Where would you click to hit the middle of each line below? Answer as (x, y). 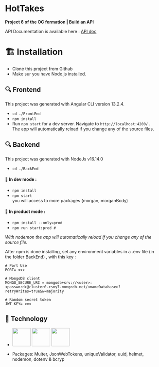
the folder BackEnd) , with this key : (41, 257)
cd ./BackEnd (25, 169)
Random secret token (30, 299)
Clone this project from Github (42, 69)
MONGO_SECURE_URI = (25, 282)
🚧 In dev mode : (21, 179)
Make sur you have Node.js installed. (49, 74)
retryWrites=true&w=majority (35, 291)
